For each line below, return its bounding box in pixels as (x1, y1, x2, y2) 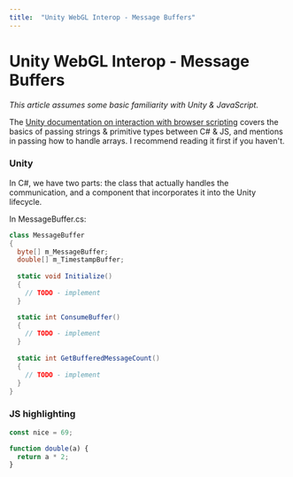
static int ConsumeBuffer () (17, 312, 121, 322)
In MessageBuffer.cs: (9, 214, 87, 224)
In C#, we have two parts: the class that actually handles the (9, 177, 229, 188)
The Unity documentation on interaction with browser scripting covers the (9, 116, 279, 127)
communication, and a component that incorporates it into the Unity (9, 187, 257, 198)
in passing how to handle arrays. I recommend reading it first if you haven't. (9, 135, 285, 146)
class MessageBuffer (9, 231, 86, 239)
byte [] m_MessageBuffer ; (17, 247, 109, 256)
